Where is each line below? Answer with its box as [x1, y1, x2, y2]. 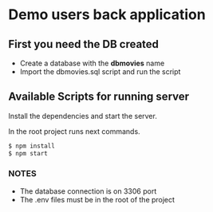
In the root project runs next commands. [8, 126, 141, 136]
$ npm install [8, 142, 56, 150]
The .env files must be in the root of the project [19, 194, 176, 204]
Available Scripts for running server [8, 90, 190, 104]
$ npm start [8, 149, 48, 157]
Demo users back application [8, 6, 206, 24]
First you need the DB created [8, 37, 160, 51]
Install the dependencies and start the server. [8, 111, 157, 120]
